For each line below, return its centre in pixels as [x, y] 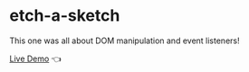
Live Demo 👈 [35, 58]
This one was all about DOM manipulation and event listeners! [124, 40]
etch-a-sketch [65, 16]
